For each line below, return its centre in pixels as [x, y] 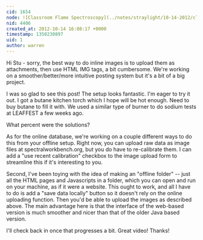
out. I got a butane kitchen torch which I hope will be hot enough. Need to [98, 100]
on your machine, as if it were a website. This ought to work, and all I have [98, 186]
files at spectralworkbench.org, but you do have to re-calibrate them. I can [99, 149]
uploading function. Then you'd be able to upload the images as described [99, 199]
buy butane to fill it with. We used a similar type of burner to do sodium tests [101, 106]
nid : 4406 [19, 23]
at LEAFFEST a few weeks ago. [45, 113]
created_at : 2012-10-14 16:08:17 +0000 [56, 29]
